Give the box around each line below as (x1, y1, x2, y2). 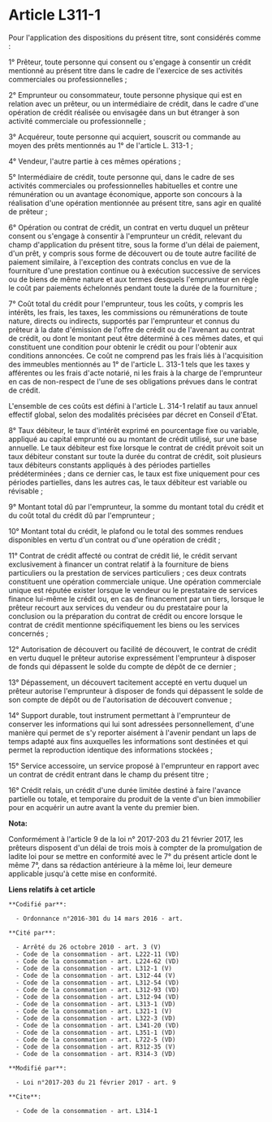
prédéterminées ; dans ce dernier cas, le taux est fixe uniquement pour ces (8, 468, 261, 478)
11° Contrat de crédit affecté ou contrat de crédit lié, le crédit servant (8, 550, 238, 560)
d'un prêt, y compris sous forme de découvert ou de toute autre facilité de (8, 248, 257, 258)
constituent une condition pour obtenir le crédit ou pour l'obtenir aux (8, 342, 238, 352)
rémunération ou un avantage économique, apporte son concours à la (8, 189, 243, 199)
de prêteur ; (8, 206, 48, 217)
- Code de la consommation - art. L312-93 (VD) (15, 985, 180, 994)
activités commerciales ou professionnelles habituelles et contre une (8, 181, 238, 191)
